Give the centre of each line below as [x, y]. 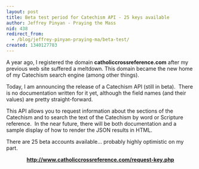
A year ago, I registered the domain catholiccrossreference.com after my [97, 62]
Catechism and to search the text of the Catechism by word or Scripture [95, 117]
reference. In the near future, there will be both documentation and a [91, 123]
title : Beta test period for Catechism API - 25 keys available [88, 17]
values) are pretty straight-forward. [50, 99]
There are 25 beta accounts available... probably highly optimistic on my [95, 141]
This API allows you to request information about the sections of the [90, 111]
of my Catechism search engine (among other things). [73, 75]
